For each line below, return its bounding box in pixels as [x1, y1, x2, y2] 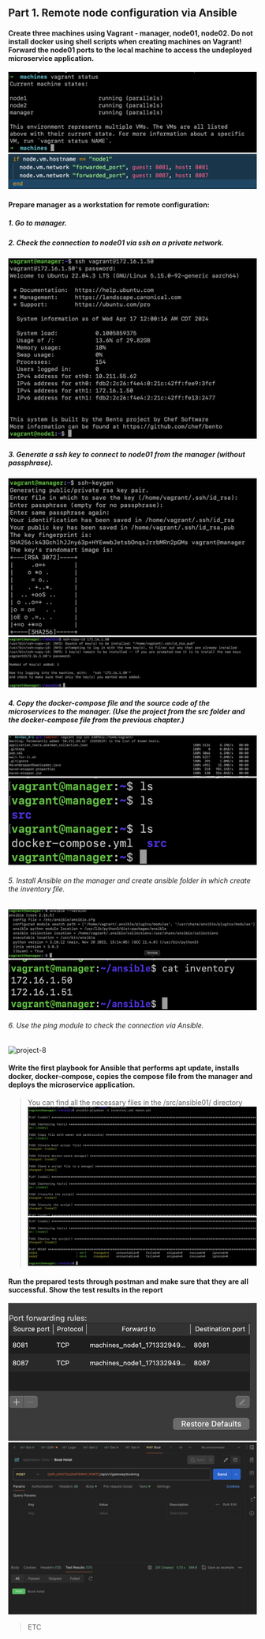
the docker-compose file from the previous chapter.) [8, 715, 185, 725]
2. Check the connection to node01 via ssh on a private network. [8, 237, 225, 248]
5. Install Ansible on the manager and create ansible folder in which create [8, 876, 251, 885]
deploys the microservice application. [8, 1080, 136, 1090]
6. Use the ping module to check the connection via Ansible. [8, 1020, 204, 1031]
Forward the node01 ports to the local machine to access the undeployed [8, 45, 252, 55]
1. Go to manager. [8, 218, 67, 228]
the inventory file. [8, 884, 65, 893]
